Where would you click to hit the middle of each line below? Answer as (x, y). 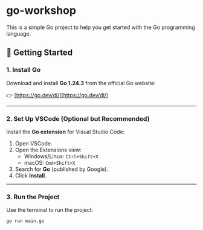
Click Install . (31, 175)
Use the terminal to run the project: (50, 210)
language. (19, 33)
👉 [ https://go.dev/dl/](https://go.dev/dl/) (57, 95)
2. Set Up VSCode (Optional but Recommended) (78, 118)
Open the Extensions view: (48, 150)
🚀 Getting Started (40, 53)
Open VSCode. (34, 143)
